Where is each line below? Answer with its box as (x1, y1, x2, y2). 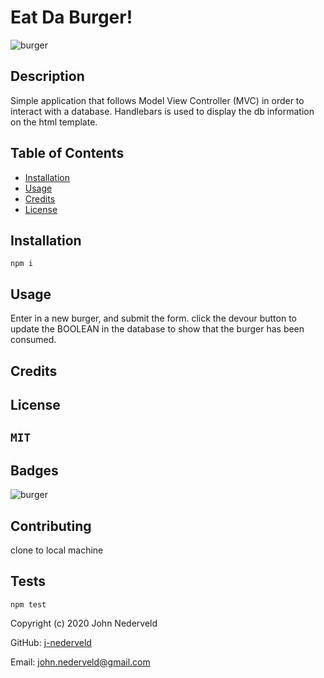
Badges (10, 462, 59, 479)
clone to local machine (10, 544, 104, 556)
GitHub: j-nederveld (10, 636, 92, 648)
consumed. (10, 334, 57, 346)
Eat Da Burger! (10, 6, 133, 29)
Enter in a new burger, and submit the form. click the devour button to (10, 312, 297, 325)
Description (10, 68, 85, 85)
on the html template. (10, 116, 98, 128)
